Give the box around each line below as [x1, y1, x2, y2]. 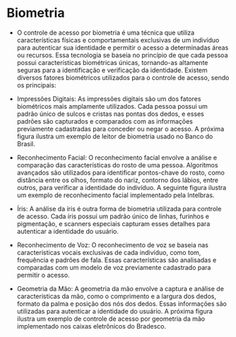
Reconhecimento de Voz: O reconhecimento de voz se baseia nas [16, 240, 209, 249]
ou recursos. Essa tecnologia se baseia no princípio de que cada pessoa [16, 51, 228, 59]
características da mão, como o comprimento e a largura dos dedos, [16, 292, 217, 300]
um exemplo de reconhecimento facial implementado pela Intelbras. [16, 191, 215, 199]
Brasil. [16, 139, 36, 148]
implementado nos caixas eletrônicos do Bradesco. [16, 321, 167, 330]
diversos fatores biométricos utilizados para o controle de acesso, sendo [16, 73, 230, 82]
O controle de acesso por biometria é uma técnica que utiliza [16, 28, 195, 37]
